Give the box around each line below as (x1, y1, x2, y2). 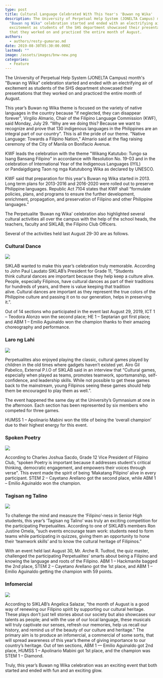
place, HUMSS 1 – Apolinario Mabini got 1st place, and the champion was (5, 647, 150, 653)
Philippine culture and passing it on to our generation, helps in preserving (5, 294, 152, 300)
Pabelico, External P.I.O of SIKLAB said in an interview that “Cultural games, (5, 367, 156, 373)
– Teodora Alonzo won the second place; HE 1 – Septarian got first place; (5, 314, 150, 320)
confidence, (5, 377, 29, 383)
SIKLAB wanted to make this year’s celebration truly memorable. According (5, 263, 155, 269)
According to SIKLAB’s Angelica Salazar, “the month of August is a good (5, 601, 149, 607)
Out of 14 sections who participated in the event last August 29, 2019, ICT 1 (5, 309, 155, 315)
